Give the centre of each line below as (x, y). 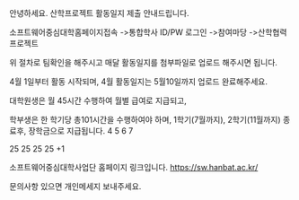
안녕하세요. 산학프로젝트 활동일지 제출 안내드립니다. (100, 13)
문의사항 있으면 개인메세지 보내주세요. (75, 186)
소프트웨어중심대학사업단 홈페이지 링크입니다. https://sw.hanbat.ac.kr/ (134, 167)
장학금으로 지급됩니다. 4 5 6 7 (81, 131)
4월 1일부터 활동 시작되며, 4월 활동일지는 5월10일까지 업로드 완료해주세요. (138, 82)
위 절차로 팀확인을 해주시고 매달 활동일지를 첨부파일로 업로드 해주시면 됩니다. (144, 62)
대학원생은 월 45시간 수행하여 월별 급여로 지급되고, (98, 100)
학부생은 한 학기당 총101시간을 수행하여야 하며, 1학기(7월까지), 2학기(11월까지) (145, 120)
